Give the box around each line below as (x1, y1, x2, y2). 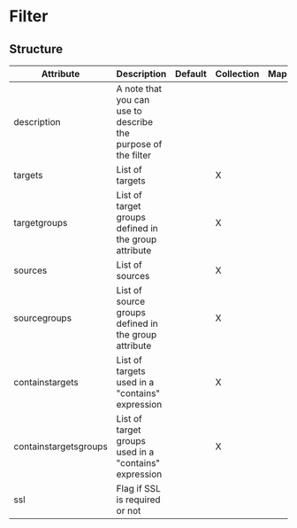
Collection (215, 68, 260, 80)
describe (116, 116, 153, 128)
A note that (116, 82, 162, 95)
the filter (116, 149, 152, 161)
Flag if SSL (116, 483, 161, 494)
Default (175, 68, 208, 80)
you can (116, 94, 150, 105)
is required (116, 493, 161, 506)
